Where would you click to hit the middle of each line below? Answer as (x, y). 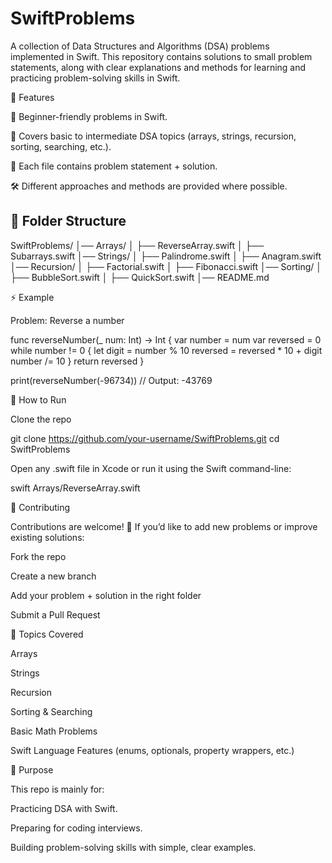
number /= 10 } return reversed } (77, 361)
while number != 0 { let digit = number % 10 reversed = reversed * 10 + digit (166, 350)
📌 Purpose (32, 769)
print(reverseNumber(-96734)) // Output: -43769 (111, 380)
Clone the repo (41, 419)
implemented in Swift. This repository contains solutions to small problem (161, 56)
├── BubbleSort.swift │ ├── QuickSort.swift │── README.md (140, 277)
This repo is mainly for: (57, 789)
